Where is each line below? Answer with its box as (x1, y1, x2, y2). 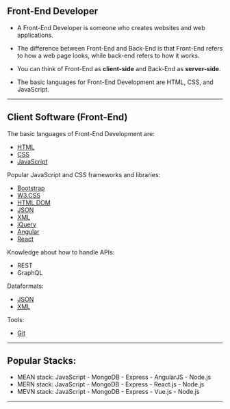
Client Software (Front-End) (7, 111, 128, 123)
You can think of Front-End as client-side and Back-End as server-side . (16, 64, 221, 72)
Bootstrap (16, 184, 45, 192)
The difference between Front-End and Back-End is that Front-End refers (16, 44, 223, 52)
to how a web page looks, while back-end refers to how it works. (16, 51, 200, 60)
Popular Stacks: (7, 355, 77, 367)
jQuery (16, 220, 36, 228)
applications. (16, 31, 53, 39)
